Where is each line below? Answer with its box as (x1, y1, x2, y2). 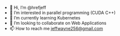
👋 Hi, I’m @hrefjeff (9, 5, 46, 10)
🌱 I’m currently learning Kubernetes (9, 15, 81, 20)
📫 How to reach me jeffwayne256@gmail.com (9, 26, 103, 31)
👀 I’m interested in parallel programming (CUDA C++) (9, 10, 116, 16)
